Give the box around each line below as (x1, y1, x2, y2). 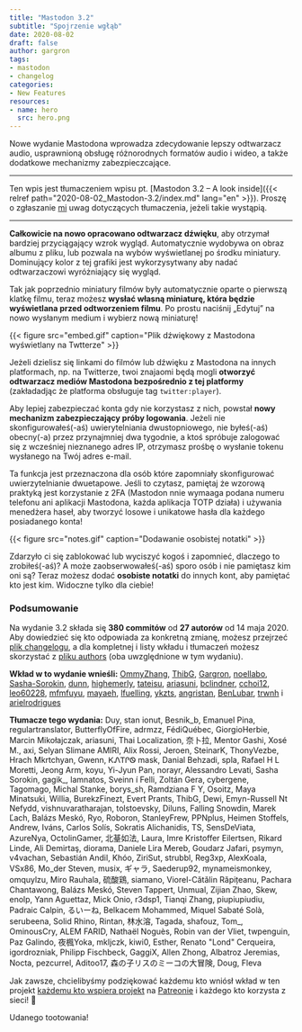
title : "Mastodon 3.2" (9, 13, 94, 22)
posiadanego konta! (9, 516, 83, 527)
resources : (9, 96, 50, 106)
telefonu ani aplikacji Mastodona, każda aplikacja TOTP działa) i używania (9, 497, 282, 508)
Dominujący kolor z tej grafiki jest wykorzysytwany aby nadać (9, 257, 238, 268)
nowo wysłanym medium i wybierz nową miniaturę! (9, 312, 199, 324)
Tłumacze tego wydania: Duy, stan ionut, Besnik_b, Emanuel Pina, (9, 714, 256, 725)
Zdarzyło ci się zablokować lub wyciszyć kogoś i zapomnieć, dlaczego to (9, 551, 280, 562)
